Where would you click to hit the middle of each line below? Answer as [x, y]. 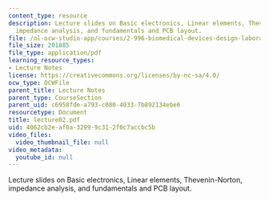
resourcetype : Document [48, 113]
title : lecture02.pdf [44, 120]
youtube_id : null [44, 157]
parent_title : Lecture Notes [57, 90]
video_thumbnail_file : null [62, 142]
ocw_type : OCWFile [39, 82]
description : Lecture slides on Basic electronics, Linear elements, [127, 23]
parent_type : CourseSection [55, 98]
